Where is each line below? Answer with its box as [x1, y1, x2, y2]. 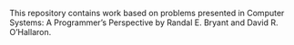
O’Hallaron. [9, 27, 52, 37]
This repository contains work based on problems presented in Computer [9, 8, 285, 18]
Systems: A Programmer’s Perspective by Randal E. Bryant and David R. [9, 17, 279, 28]
